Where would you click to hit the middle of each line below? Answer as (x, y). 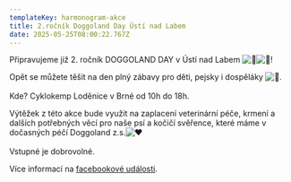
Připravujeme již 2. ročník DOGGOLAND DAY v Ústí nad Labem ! (141, 60)
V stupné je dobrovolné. (52, 152)
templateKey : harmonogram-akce (68, 17)
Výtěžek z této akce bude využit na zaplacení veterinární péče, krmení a (142, 114)
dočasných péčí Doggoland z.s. (68, 133)
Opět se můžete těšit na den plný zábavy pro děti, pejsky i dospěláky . (145, 77)
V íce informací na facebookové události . (84, 169)
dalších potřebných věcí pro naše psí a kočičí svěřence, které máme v (138, 123)
